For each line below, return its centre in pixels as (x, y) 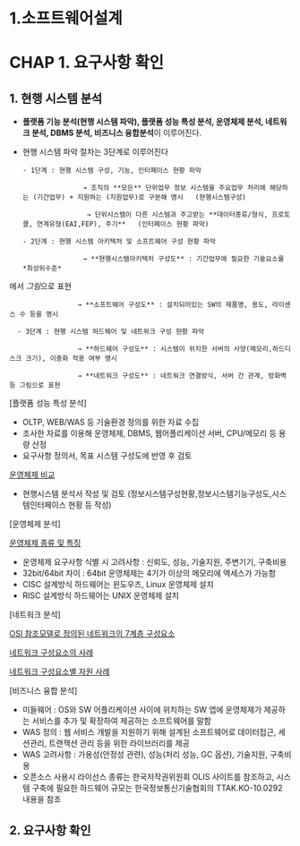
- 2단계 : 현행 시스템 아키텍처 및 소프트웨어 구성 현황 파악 (119, 242)
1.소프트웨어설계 (66, 18)
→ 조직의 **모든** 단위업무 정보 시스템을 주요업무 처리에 (174, 188)
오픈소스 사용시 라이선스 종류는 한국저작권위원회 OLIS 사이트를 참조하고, (148, 777)
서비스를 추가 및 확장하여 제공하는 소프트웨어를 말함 (122, 721)
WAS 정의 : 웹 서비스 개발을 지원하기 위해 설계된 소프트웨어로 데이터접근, (149, 732)
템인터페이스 (44, 505)
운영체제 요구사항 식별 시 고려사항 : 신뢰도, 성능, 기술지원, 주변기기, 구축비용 (154, 562)
